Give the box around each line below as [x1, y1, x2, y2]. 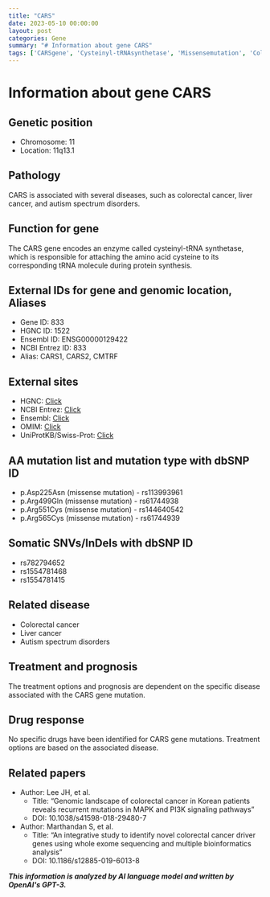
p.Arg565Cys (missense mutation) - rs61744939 [19, 514, 181, 523]
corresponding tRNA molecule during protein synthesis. [8, 260, 193, 270]
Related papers [8, 766, 86, 780]
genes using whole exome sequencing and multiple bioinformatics [31, 839, 252, 849]
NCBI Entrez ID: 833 [19, 343, 87, 353]
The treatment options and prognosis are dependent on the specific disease [8, 681, 260, 691]
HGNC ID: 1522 [19, 326, 71, 336]
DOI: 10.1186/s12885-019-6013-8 [31, 856, 141, 866]
